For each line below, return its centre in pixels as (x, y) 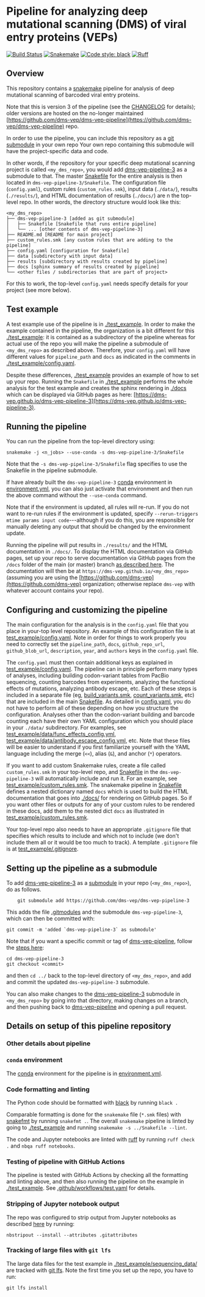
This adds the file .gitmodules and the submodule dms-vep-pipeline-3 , (95, 912)
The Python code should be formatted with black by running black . (92, 1102)
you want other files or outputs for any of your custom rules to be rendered (101, 805)
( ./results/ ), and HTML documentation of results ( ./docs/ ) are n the (93, 195)
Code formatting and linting (48, 1089)
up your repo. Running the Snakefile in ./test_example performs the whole (100, 382)
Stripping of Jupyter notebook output (63, 1204)
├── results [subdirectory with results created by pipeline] (87, 261)
